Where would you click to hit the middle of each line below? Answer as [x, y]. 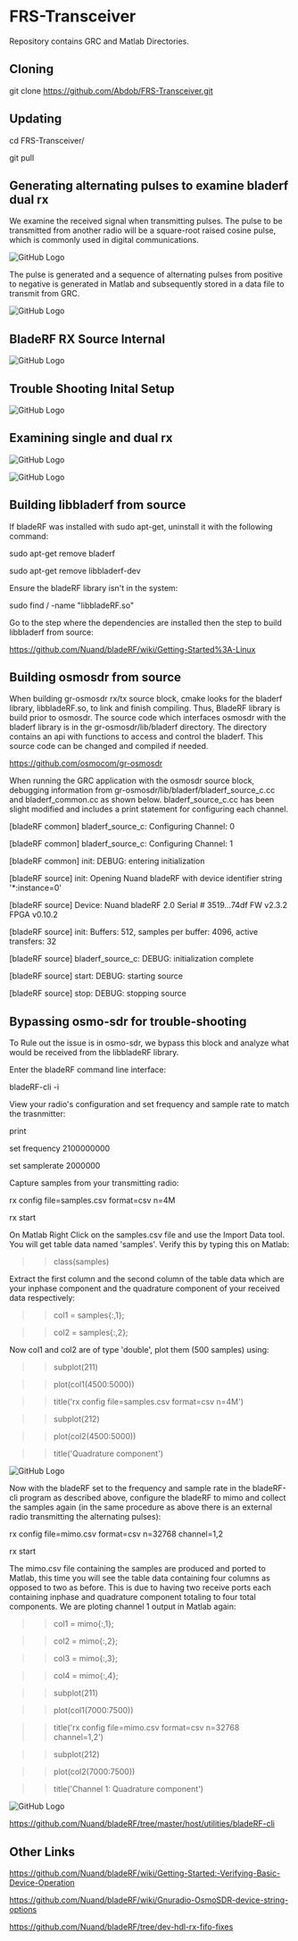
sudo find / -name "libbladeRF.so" [72, 605]
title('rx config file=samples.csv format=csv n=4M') [148, 1402]
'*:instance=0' [36, 888]
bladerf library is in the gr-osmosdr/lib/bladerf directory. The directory [138, 727]
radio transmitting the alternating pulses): [85, 1517]
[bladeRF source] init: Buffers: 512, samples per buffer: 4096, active [134, 932]
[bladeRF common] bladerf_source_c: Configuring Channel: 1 [121, 844]
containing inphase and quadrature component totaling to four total [132, 1597]
